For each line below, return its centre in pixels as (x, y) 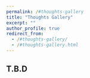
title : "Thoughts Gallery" (40, 17)
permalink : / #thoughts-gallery (45, 12)
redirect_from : (25, 34)
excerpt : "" (21, 23)
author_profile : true (33, 28)
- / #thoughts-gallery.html (45, 45)
